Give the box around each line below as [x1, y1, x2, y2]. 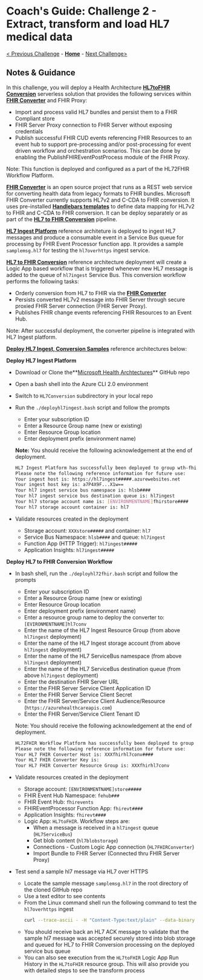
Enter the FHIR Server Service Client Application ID [24, 684, 151, 692]
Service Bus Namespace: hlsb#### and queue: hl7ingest [24, 533, 166, 541]
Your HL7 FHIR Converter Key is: [14, 757, 100, 763]
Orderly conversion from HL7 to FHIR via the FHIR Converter [14, 289, 167, 296]
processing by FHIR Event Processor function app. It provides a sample [6, 240, 184, 247]
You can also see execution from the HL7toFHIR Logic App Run [24, 954, 179, 961]
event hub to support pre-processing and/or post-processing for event [14, 141, 192, 148]
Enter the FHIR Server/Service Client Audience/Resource [24, 697, 166, 704]
